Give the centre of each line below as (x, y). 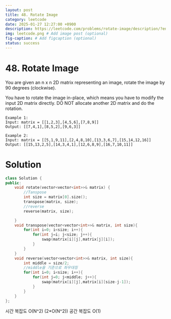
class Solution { (24, 178)
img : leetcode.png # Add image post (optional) (57, 34)
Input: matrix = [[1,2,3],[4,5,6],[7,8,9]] (52, 122)
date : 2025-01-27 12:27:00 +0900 (41, 24)
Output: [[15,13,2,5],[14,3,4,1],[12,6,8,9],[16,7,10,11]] (69, 144)
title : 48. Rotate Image (32, 15)
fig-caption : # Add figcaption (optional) (51, 39)
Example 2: (17, 135)
